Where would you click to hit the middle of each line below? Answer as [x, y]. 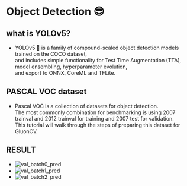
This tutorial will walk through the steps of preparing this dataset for [97, 125]
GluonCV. [26, 131]
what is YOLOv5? [38, 34]
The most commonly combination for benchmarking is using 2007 [95, 112]
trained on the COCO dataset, [51, 54]
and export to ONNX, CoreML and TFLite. [65, 73]
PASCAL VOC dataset [46, 92]
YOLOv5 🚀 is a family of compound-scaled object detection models [97, 48]
